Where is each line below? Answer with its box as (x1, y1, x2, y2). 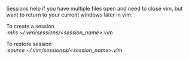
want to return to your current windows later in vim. (6, 11, 133, 18)
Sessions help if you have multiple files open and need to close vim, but (6, 5, 183, 12)
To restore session (6, 41, 52, 47)
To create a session (6, 23, 55, 29)
